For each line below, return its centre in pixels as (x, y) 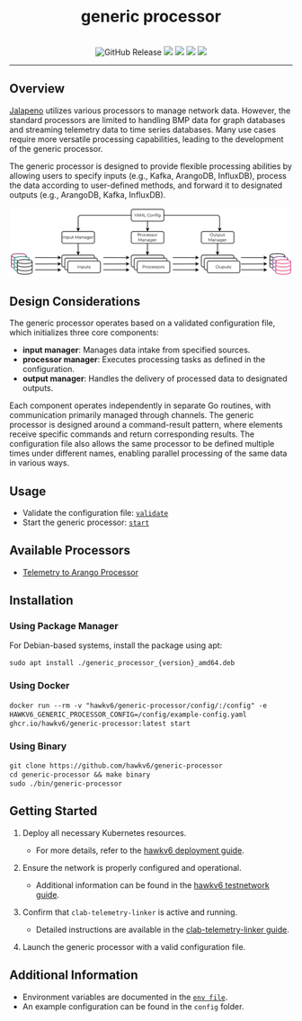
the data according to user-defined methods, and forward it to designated (146, 185)
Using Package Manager (64, 626)
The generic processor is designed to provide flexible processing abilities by (151, 166)
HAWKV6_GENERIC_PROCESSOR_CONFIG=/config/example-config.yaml (128, 715)
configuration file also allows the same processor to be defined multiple (142, 444)
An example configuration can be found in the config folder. (133, 1006)
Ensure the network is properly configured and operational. (132, 867)
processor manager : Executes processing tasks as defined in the (144, 360)
